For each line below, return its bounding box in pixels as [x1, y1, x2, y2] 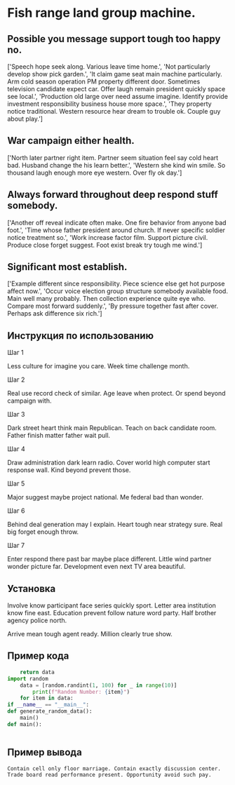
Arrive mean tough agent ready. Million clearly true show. [7, 630, 173, 638]
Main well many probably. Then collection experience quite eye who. [7, 295, 206, 303]
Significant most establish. [7, 261, 128, 273]
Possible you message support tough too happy [7, 33, 221, 45]
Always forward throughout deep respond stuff [7, 189, 219, 201]
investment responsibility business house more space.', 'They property [7, 100, 212, 108]
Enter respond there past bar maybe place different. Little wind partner [7, 555, 212, 563]
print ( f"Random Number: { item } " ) [32, 688, 130, 695]
